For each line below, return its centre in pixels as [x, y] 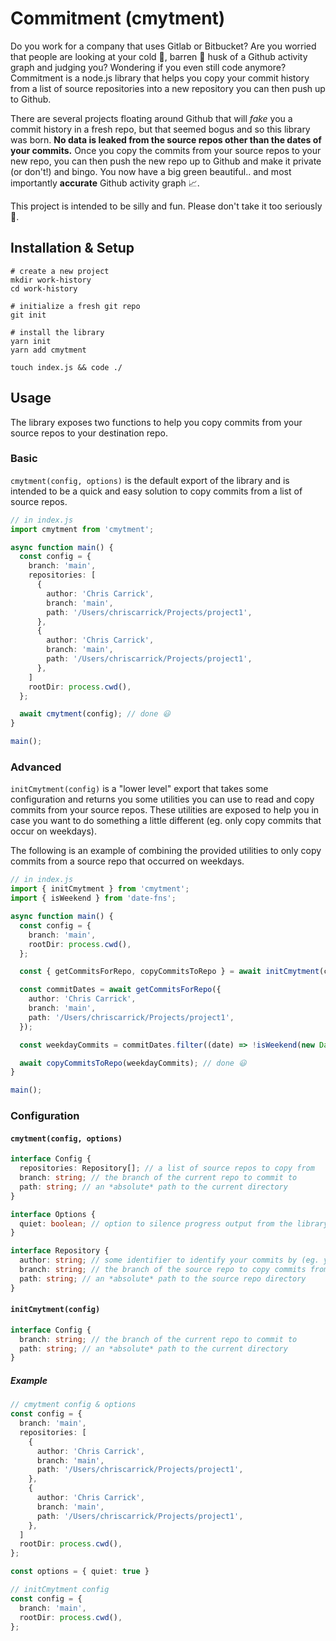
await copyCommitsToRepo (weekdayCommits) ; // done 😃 [133, 1063]
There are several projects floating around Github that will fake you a [151, 118]
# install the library [57, 332]
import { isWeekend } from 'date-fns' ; [93, 898]
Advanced [36, 767]
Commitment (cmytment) [118, 18]
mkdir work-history [51, 280]
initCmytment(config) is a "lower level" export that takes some [139, 789]
